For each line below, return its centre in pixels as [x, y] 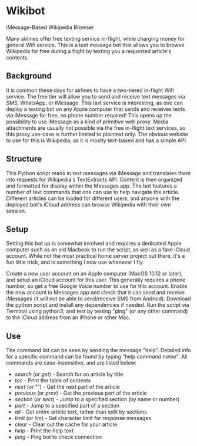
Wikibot [26, 11]
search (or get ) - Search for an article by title [69, 374]
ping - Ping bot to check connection [58, 437]
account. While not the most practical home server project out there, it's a [96, 256]
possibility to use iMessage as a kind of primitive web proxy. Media [87, 122]
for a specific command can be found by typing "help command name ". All [97, 357]
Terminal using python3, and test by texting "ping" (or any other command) [97, 311]
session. [16, 211]
